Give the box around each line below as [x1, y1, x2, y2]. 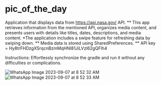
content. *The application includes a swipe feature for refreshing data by [5, 35, 151, 41]
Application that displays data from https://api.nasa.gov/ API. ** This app [5, 19, 150, 25]
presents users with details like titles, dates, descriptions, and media [5, 30, 141, 35]
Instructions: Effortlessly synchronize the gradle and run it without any [5, 54, 145, 60]
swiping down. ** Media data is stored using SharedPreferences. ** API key [5, 40, 156, 46]
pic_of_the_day [5, 3, 67, 15]
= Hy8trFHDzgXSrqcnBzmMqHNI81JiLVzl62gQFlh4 [5, 45, 107, 51]
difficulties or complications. [5, 60, 62, 66]
